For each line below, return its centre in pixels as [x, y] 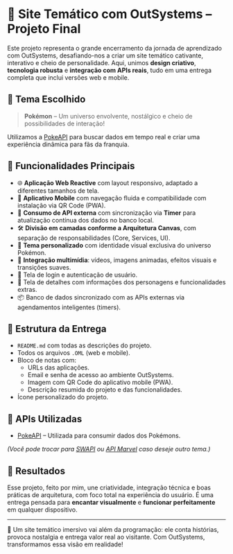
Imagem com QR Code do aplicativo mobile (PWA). [100, 382]
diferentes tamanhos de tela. [58, 191]
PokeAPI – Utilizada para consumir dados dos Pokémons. [99, 435]
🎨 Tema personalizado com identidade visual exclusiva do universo [114, 245]
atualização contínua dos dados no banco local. [86, 220]
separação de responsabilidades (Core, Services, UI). [94, 238]
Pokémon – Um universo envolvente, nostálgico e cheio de [108, 116]
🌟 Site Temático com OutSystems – [110, 14]
